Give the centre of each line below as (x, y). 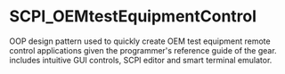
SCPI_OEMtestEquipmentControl (133, 16)
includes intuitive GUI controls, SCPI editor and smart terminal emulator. (141, 60)
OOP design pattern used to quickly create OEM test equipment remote (140, 41)
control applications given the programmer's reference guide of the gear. (143, 50)
